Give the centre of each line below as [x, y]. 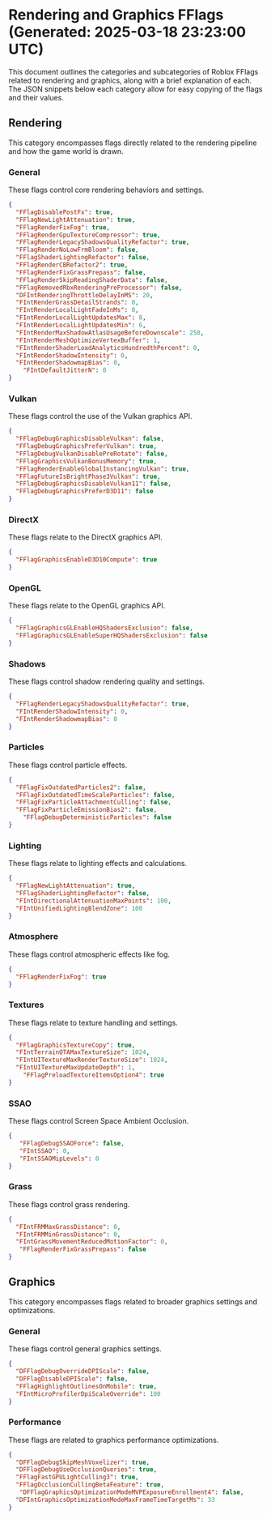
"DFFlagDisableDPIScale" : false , [72, 1379]
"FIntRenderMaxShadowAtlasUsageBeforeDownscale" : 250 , [110, 333]
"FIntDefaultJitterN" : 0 [65, 370]
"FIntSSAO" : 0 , [44, 1151]
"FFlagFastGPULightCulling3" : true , [77, 1477]
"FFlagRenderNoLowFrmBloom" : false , [77, 250]
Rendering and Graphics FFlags [116, 15]
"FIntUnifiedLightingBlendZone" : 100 [79, 908]
